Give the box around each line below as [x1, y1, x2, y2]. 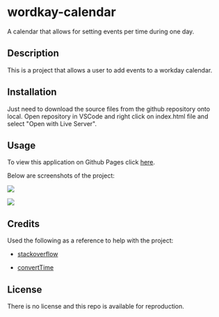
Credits [7, 217, 40, 230]
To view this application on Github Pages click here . [7, 158, 155, 167]
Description [7, 47, 59, 59]
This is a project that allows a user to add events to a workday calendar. [7, 65, 213, 74]
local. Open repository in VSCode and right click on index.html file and [7, 112, 209, 121]
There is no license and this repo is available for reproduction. [7, 302, 184, 310]
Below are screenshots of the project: [7, 171, 115, 180]
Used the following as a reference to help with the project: [7, 236, 174, 245]
